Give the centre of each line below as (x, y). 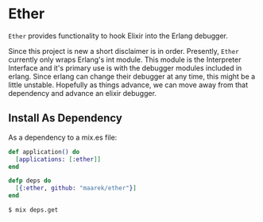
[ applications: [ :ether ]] (58, 159)
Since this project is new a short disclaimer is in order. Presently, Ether (124, 51)
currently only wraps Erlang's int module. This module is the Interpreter (125, 59)
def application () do (44, 151)
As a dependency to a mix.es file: (63, 137)
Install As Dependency (66, 119)
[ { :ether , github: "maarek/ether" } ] (76, 188)
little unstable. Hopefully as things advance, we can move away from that (128, 85)
